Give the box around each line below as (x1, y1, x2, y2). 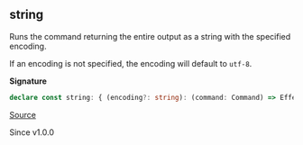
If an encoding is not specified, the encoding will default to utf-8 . (9, 58, 252, 68)
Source (9, 109, 36, 120)
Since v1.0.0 (9, 126, 54, 138)
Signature (9, 76, 48, 86)
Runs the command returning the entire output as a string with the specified (9, 31, 291, 41)
